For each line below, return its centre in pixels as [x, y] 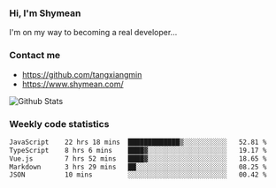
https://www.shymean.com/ [73, 84]
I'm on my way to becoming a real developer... [93, 33]
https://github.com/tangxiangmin [82, 74]
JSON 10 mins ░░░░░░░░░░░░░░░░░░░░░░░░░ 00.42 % [138, 175]
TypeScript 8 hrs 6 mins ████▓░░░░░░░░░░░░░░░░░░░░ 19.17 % [138, 150]
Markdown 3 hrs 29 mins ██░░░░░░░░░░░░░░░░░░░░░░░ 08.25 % [138, 167]
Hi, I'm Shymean [45, 13]
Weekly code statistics [59, 124]
